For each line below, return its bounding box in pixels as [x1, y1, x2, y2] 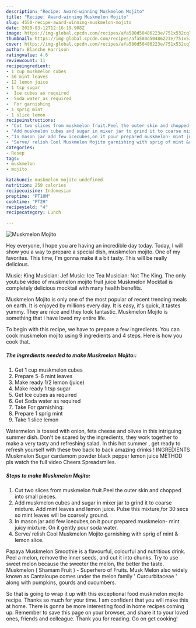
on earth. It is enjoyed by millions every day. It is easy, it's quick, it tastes [6, 302, 181, 309]
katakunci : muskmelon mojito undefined [6, 177, 103, 183]
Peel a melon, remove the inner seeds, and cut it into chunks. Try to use [6, 554, 178, 561]
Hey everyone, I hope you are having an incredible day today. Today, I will [6, 242, 183, 249]
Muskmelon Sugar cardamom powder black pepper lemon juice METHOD [6, 452, 183, 459]
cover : [6, 42, 22, 47]
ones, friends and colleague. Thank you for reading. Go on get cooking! [6, 615, 178, 622]
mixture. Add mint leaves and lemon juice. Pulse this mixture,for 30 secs [14, 506, 188, 513]
